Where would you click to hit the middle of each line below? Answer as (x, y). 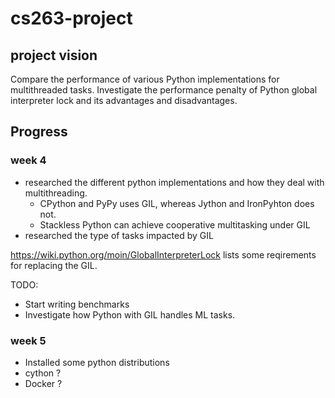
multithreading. (56, 193)
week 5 (28, 340)
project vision (54, 55)
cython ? (43, 373)
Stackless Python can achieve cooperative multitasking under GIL (175, 224)
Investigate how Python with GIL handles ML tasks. (130, 314)
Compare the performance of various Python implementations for (145, 79)
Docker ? (43, 383)
